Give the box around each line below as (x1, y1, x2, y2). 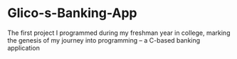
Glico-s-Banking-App (7, 5, 137, 21)
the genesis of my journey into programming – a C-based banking (7, 36, 201, 44)
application (7, 43, 41, 52)
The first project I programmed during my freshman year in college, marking (7, 28, 231, 37)
